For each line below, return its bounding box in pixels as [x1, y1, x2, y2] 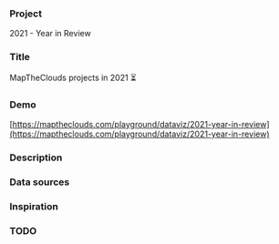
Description [9, 151, 63, 164]
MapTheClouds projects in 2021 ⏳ [9, 72, 137, 83]
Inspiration [9, 199, 59, 212]
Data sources [9, 176, 70, 188]
